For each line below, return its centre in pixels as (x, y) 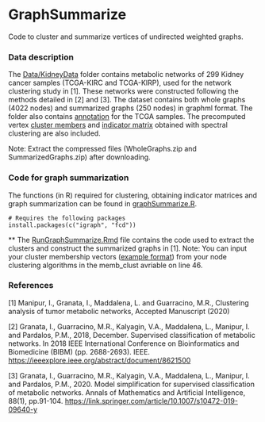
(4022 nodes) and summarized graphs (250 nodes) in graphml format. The (131, 108)
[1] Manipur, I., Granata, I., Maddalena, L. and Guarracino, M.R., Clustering (129, 302)
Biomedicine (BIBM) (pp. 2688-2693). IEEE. (79, 351)
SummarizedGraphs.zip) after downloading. (79, 157)
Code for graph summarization (69, 178)
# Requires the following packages (67, 218)
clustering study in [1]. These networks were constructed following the (124, 91)
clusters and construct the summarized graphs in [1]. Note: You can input (128, 248)
